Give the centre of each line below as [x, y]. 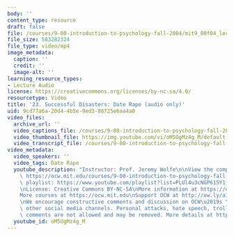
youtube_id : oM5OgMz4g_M [49, 221]
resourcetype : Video [37, 98]
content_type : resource [42, 20]
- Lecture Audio [31, 85]
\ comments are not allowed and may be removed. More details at [117, 215]
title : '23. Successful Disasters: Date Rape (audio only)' [96, 105]
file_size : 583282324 [39, 40]
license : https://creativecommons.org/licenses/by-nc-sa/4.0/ [99, 91]
